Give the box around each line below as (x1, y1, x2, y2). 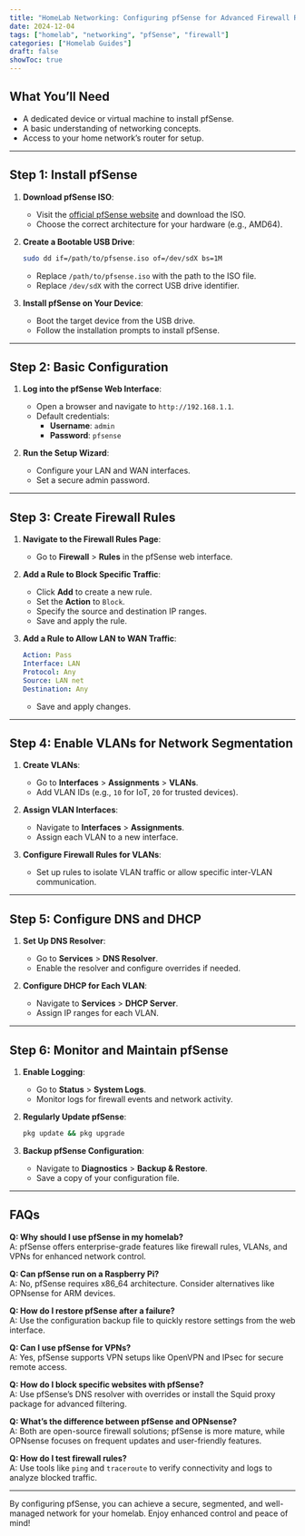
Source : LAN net (22, 675, 84, 685)
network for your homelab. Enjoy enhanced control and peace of (46, 1508, 289, 1519)
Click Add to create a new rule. (35, 586, 152, 597)
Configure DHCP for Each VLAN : (22, 980, 148, 991)
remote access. (9, 1361, 68, 1372)
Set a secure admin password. (35, 475, 150, 486)
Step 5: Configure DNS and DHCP (9, 911, 202, 927)
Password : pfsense (49, 430, 122, 441)
